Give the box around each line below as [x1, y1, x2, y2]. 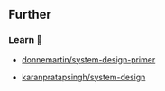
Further [8, 7, 51, 22]
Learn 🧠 [8, 34, 43, 46]
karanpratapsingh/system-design [21, 71, 146, 82]
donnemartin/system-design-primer [21, 54, 156, 65]
